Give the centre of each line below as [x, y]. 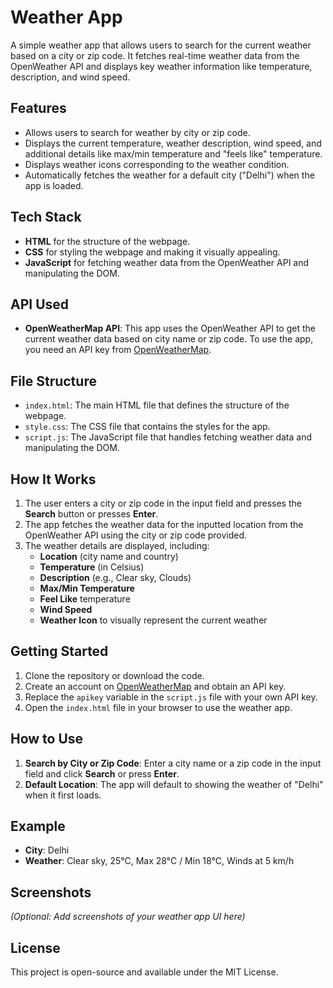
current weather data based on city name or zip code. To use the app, [169, 339]
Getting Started [59, 651]
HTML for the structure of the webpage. [107, 241]
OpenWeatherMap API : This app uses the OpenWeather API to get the [170, 328]
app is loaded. [54, 185]
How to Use [47, 739]
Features [38, 108]
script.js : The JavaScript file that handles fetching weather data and [168, 437]
